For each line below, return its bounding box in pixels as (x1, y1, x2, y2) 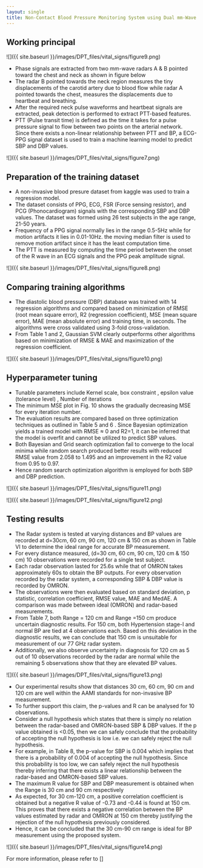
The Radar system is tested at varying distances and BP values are (15, 530, 182, 537)
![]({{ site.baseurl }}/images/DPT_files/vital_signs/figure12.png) (6, 496, 163, 503)
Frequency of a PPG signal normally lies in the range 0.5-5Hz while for (15, 227, 191, 234)
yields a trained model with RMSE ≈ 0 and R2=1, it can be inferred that (15, 427, 190, 435)
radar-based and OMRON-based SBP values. (15, 773, 128, 780)
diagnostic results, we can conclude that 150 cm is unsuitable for (15, 633, 178, 641)
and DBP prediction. (15, 472, 65, 480)
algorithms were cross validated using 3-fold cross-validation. (15, 323, 171, 331)
